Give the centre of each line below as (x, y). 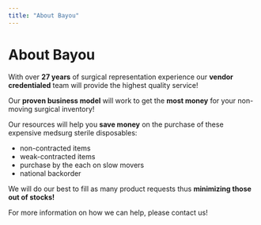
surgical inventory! (64, 109)
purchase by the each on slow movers (82, 165)
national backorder (50, 173)
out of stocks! (32, 197)
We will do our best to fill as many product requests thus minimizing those (130, 189)
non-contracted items (55, 148)
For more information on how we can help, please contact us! (108, 212)
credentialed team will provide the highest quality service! (103, 85)
